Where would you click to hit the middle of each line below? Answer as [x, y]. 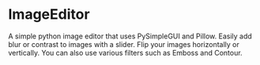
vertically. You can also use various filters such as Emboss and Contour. [125, 52]
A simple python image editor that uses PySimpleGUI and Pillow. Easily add [130, 36]
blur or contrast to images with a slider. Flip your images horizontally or [124, 44]
